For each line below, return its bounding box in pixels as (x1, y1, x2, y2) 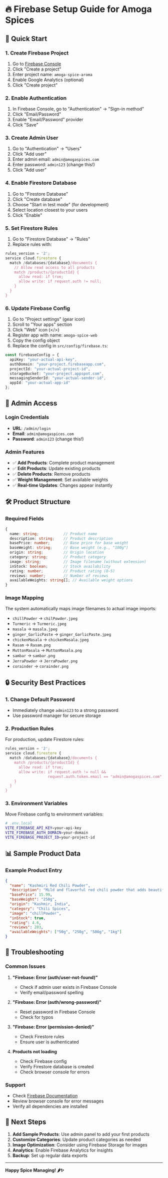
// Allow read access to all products (14, 265, 95, 270)
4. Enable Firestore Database (5, 179, 77, 186)
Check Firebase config (19, 1058, 67, 1064)
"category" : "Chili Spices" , (9, 906, 70, 911)
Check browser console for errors (19, 1069, 90, 1075)
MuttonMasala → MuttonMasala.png (12, 647, 82, 653)
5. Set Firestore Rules (5, 224, 58, 231)
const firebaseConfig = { (5, 352, 59, 357)
